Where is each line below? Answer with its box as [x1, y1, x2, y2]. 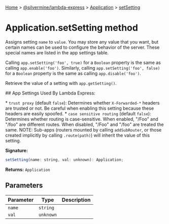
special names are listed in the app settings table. [5, 49, 109, 55]
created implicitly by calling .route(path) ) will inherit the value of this [5, 132, 150, 138]
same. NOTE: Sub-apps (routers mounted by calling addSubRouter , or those [5, 126, 162, 133]
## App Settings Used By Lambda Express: [5, 90, 95, 96]
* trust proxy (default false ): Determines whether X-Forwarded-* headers [5, 100, 160, 106]
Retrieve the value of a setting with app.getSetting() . [5, 80, 117, 86]
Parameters [5, 181, 43, 190]
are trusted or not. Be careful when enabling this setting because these [5, 105, 154, 111]
